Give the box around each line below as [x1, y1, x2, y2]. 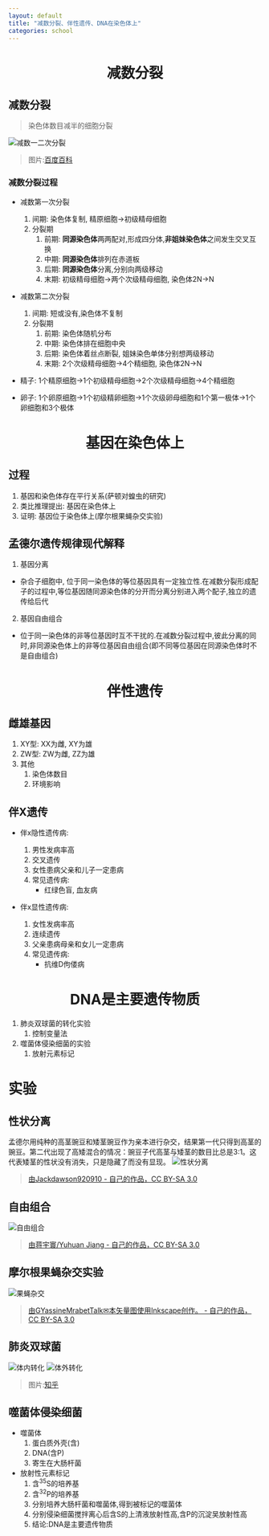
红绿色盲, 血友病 [43, 885, 98, 895]
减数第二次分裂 [19, 291, 70, 301]
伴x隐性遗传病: [19, 828, 69, 837]
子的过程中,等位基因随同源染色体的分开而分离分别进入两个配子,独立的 [19, 587, 250, 597]
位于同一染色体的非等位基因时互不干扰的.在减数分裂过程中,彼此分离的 [19, 631, 250, 641]
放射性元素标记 [19, 1469, 70, 1478]
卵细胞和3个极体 [19, 402, 75, 412]
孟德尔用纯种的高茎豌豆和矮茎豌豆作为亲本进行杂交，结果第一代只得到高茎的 [8, 1137, 262, 1147]
